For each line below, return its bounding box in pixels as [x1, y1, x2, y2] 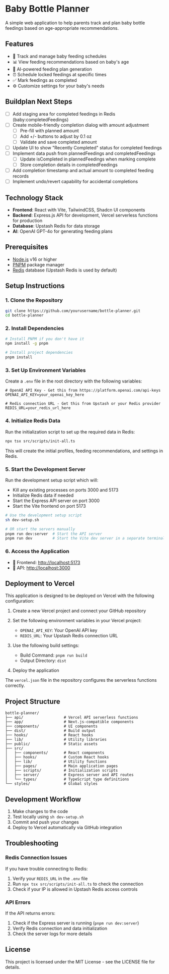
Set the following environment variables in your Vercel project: [12, 618, 142, 624]
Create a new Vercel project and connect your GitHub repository [12, 608, 146, 614]
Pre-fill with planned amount [20, 127, 79, 134]
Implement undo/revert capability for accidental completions [12, 179, 138, 185]
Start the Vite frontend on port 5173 [12, 503, 87, 509]
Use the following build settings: [12, 642, 79, 648]
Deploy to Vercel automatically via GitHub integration [12, 824, 122, 830]
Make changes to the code [12, 808, 68, 814]
